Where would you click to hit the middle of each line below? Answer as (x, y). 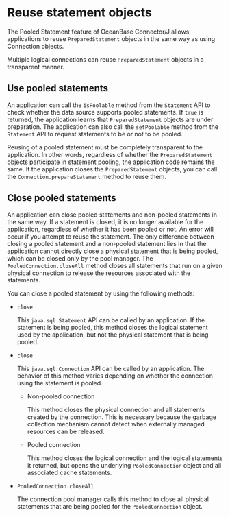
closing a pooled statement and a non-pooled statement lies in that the (107, 243)
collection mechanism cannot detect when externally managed (116, 424)
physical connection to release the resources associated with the (99, 273)
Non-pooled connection (61, 396)
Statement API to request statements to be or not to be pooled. (95, 134)
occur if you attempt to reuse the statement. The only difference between (111, 236)
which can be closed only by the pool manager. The (80, 258)
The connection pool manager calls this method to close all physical (113, 499)
